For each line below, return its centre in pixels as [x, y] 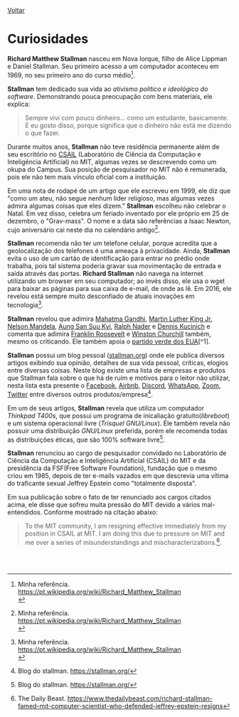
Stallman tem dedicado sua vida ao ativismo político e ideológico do [108, 89]
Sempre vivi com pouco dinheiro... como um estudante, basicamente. [127, 117]
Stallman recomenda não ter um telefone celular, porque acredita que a [112, 243]
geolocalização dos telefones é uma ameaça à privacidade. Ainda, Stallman [119, 251]
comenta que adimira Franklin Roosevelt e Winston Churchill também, [109, 334]
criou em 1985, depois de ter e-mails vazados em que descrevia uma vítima [118, 476]
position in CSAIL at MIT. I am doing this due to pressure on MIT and [125, 533]
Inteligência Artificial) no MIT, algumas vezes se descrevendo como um [112, 161]
